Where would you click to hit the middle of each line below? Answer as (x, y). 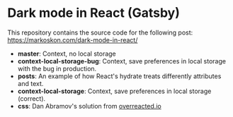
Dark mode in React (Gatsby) (94, 13)
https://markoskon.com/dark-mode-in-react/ (73, 39)
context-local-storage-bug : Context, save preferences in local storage (122, 61)
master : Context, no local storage (67, 54)
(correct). (32, 98)
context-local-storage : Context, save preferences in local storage (114, 91)
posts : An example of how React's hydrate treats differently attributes (119, 76)
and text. (30, 83)
